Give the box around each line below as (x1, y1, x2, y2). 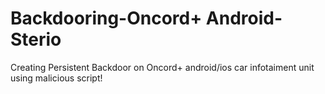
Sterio (10, 28, 62, 51)
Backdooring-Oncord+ (10, 7, 203, 30)
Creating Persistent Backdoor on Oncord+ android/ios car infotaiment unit (10, 61, 315, 73)
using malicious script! (10, 72, 103, 84)
